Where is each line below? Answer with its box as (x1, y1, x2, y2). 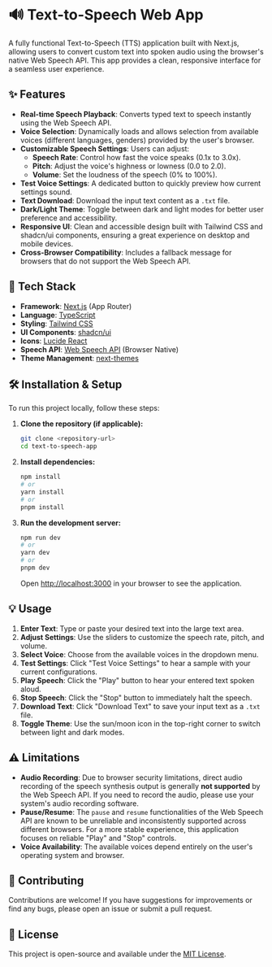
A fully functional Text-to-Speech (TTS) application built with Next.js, (8, 37, 240, 48)
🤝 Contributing (8, 873, 84, 887)
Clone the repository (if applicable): (19, 419, 144, 429)
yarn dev (19, 549, 50, 557)
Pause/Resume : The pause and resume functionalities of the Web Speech (19, 807, 264, 817)
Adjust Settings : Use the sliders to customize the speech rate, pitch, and (19, 632, 265, 642)
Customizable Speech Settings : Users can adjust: (19, 143, 189, 154)
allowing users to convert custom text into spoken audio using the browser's (8, 46, 264, 56)
